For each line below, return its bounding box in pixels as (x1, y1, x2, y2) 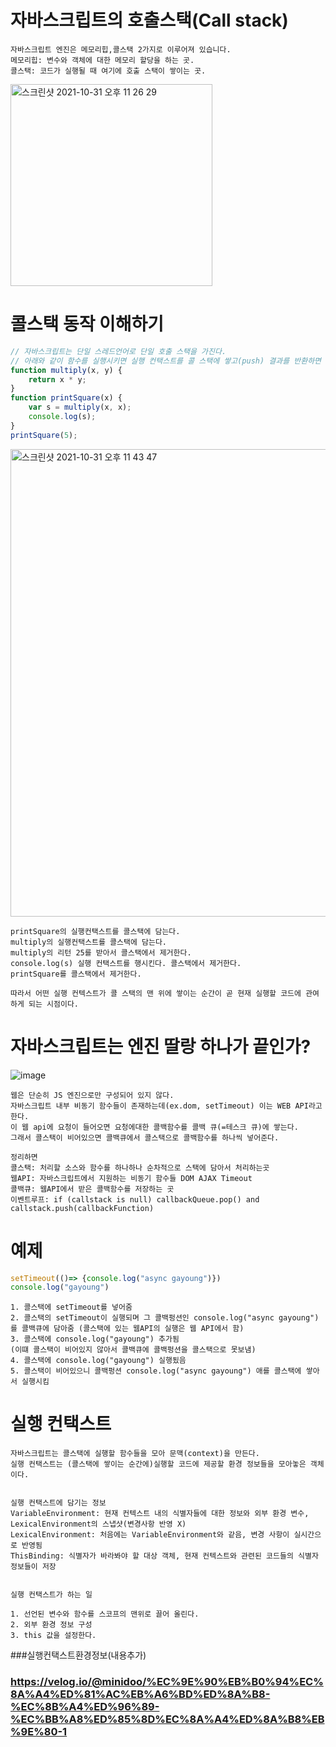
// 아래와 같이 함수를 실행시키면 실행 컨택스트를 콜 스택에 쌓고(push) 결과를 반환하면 (10, 356, 322, 366)
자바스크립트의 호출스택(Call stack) (10, 9, 289, 32)
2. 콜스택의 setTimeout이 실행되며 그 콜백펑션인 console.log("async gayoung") (10, 1313, 320, 1323)
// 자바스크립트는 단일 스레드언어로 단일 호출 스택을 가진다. (10, 346, 227, 356)
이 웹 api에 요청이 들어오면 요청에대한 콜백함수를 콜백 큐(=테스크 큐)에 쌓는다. (10, 1122, 299, 1132)
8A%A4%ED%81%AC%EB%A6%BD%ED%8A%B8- (10, 1687, 271, 1701)
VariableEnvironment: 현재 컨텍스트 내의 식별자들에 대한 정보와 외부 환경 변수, (10, 1509, 310, 1519)
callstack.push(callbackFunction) (10, 1203, 155, 1213)
